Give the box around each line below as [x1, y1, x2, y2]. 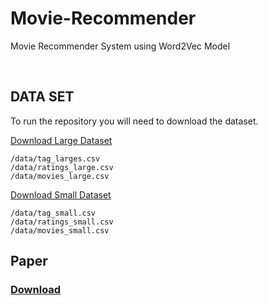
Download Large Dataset [10, 134, 113, 146]
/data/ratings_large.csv [10, 162, 114, 172]
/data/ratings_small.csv [10, 217, 114, 227]
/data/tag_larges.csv [10, 153, 101, 164]
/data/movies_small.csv [10, 225, 110, 236]
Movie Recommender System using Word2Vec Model [10, 40, 231, 52]
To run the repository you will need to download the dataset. [10, 115, 259, 127]
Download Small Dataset [10, 188, 112, 201]
